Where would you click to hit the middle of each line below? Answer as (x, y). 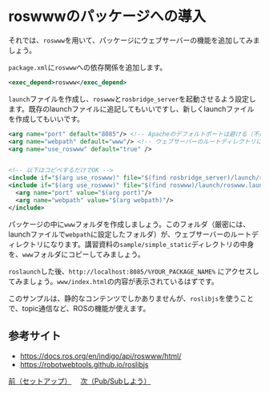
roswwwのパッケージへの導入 (107, 16)
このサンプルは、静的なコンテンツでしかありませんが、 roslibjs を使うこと (131, 298)
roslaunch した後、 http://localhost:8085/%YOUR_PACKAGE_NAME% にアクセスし (134, 271)
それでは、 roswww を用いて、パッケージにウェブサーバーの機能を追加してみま (134, 40)
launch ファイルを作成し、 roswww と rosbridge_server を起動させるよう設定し (132, 99)
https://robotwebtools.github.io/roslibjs (84, 364)
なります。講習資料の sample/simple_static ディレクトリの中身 (152, 244)
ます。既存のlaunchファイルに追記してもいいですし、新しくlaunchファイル (131, 108)
